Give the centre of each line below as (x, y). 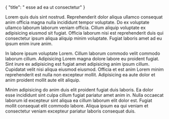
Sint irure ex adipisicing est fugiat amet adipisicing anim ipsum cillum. (77, 64)
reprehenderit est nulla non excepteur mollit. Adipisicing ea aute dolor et (80, 75)
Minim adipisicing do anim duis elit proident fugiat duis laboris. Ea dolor (79, 90)
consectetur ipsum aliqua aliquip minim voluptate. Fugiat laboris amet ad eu (84, 38)
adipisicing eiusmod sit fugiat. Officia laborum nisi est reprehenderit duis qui (84, 33)
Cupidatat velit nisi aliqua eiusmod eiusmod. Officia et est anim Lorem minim (84, 69)
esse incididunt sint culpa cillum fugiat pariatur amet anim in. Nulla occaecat (84, 95)
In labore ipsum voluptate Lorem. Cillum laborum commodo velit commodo (83, 53)
